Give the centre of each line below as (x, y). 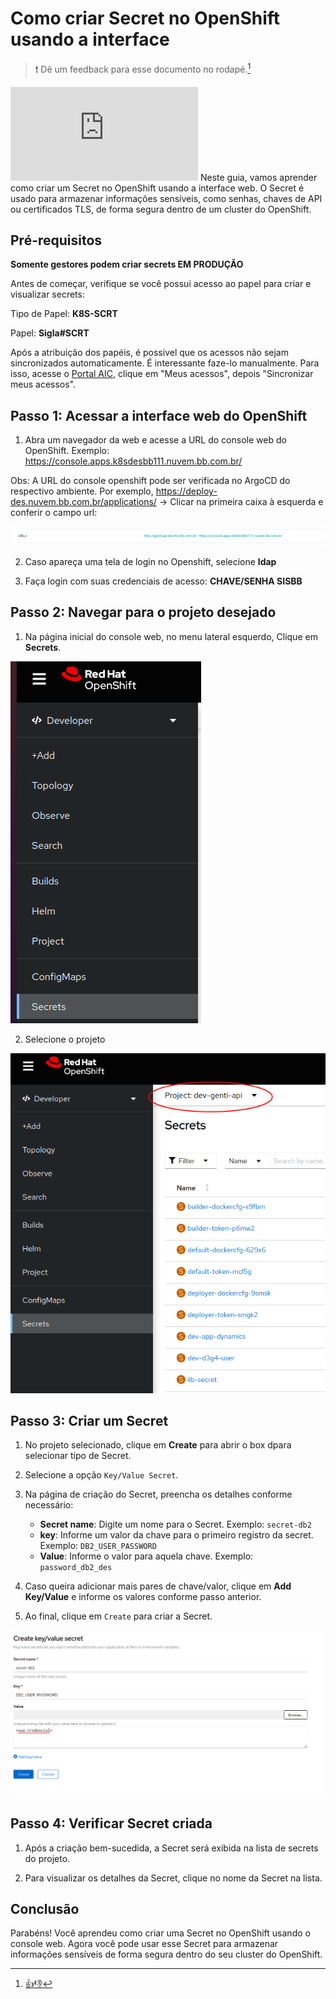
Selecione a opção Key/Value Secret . (101, 1475)
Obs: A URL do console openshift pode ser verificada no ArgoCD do (150, 481)
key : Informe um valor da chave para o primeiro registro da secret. (176, 1535)
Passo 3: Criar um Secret (89, 1421)
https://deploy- (186, 491)
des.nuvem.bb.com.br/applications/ (83, 502)
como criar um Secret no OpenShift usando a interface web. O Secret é (157, 188)
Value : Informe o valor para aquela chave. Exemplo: (146, 1556)
